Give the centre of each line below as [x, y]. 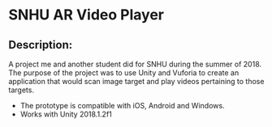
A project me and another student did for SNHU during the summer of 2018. [135, 64]
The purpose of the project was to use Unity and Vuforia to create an [124, 73]
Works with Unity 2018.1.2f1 [66, 114]
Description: [41, 45]
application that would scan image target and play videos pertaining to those [136, 81]
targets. [22, 90]
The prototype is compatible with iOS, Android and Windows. [122, 106]
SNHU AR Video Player [86, 15]
